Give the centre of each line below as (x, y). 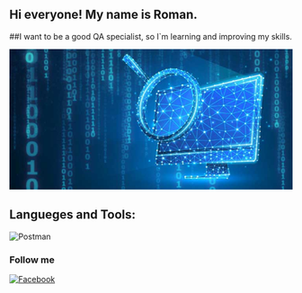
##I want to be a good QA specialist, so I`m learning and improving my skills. (151, 36)
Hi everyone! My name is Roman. (103, 15)
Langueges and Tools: (73, 215)
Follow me (32, 260)
